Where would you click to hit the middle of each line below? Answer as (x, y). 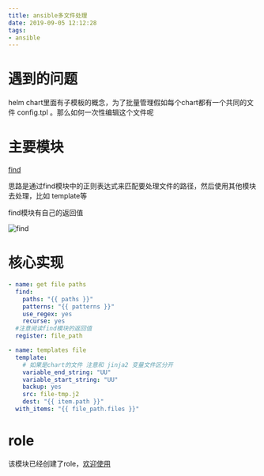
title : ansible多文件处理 (48, 15)
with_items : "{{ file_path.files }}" (77, 409)
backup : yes (42, 387)
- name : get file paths (47, 285)
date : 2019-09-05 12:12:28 (53, 23)
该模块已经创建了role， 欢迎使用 (59, 463)
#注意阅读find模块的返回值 (54, 329)
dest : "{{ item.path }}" (63, 402)
